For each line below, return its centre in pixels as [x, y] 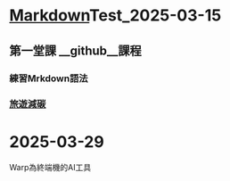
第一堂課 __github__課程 [76, 50]
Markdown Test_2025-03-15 [115, 16]
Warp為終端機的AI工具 [50, 168]
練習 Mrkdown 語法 [49, 78]
